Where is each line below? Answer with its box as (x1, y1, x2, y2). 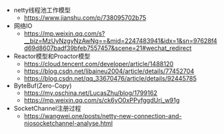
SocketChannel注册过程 (13, 105, 81, 112)
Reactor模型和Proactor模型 (13, 52, 91, 60)
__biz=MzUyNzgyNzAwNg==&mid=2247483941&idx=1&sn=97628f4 (23, 37, 218, 44)
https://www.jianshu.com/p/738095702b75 (23, 14, 146, 22)
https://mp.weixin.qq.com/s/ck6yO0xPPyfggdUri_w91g (23, 96, 180, 104)
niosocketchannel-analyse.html (23, 119, 113, 127)
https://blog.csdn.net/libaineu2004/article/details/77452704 (23, 67, 194, 75)
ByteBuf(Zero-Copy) (13, 81, 72, 90)
